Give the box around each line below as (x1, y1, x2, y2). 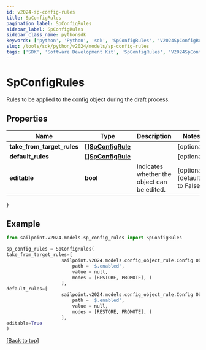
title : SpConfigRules (6, 15, 62, 21)
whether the (137, 169, 172, 178)
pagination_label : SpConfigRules (6, 20, 92, 26)
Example (6, 219, 40, 229)
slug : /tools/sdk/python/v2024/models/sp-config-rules (6, 44, 150, 50)
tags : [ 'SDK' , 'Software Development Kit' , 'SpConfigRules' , (6, 49, 166, 55)
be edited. (137, 185, 166, 193)
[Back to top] (6, 337, 39, 344)
